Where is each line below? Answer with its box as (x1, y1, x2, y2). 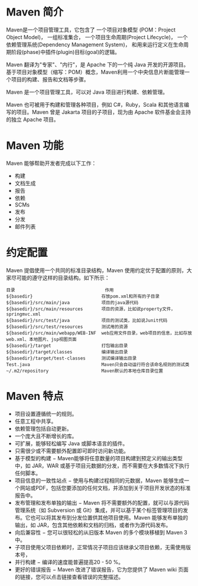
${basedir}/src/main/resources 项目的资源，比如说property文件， (6, 306, 176, 312)
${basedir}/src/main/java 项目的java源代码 (6, 300, 139, 305)
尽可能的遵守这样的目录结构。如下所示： (11, 274, 110, 281)
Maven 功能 (6, 139, 64, 152)
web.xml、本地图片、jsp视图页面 (6, 336, 77, 342)
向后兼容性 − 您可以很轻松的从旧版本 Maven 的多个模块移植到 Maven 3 (14, 528, 187, 536)
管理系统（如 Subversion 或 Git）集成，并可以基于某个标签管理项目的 (14, 507, 183, 514)
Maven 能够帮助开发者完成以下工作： (6, 160, 97, 167)
